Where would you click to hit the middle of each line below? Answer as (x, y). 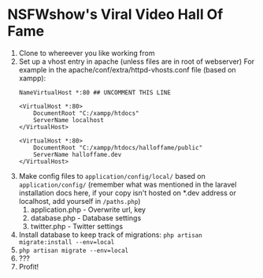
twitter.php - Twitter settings (77, 226)
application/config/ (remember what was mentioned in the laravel (128, 184)
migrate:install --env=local (67, 242)
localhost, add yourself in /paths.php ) (80, 201)
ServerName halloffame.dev (78, 154)
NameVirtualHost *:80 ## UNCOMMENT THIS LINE (94, 92)
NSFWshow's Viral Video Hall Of (115, 15)
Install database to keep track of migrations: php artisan (110, 235)
